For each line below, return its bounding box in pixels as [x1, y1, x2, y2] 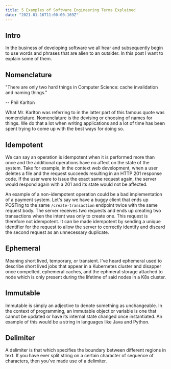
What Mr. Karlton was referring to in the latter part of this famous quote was [5, 110, 165, 116]
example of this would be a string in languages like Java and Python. [5, 318, 150, 325]
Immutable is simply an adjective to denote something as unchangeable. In [5, 302, 162, 309]
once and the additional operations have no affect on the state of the [5, 159, 150, 165]
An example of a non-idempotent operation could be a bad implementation [5, 191, 162, 197]
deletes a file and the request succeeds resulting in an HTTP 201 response [5, 170, 162, 177]
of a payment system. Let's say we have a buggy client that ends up [5, 197, 149, 203]
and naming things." [5, 90, 47, 96]
